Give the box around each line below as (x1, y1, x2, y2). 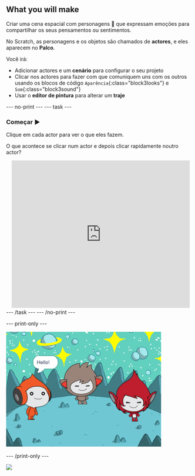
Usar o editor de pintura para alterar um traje (14, 92, 125, 99)
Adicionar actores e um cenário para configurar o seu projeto (14, 67, 164, 74)
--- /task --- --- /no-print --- (6, 309, 75, 316)
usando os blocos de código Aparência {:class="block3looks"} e (14, 79, 169, 86)
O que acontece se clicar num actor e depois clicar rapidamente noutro (6, 143, 179, 150)
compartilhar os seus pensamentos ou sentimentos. (6, 26, 132, 33)
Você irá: (6, 55, 28, 62)
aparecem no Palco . (6, 44, 55, 51)
